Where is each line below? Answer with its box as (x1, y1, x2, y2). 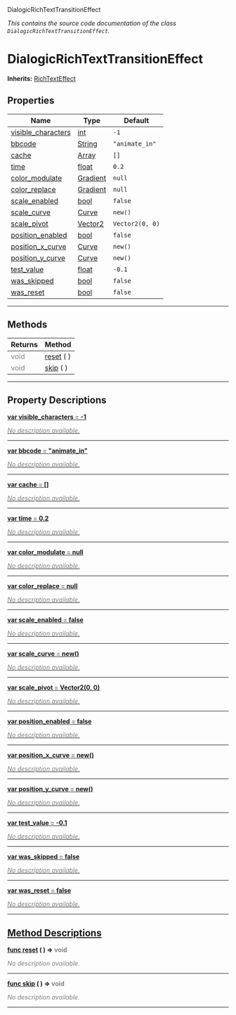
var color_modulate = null (7, 548, 84, 557)
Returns (11, 340, 39, 349)
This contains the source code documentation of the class (7, 19, 177, 27)
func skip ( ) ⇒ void (7, 979, 65, 988)
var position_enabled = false (7, 717, 92, 725)
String (77, 138, 98, 148)
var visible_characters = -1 (7, 413, 86, 421)
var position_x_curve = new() (7, 751, 94, 760)
